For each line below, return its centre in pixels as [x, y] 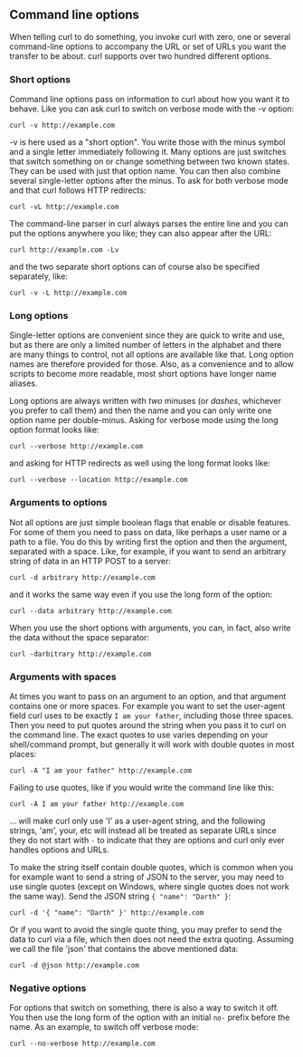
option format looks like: [54, 430]
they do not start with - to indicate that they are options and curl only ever [147, 840]
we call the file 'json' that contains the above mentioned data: [124, 949]
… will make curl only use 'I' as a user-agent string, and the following [137, 821]
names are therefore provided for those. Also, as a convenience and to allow [151, 364]
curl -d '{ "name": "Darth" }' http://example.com [107, 913]
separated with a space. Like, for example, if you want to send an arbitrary [148, 551]
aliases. [24, 383]
